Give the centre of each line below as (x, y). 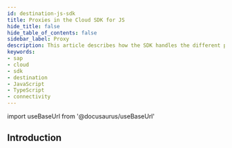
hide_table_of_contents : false (52, 33)
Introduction (35, 138)
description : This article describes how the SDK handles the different (114, 45)
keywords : (21, 52)
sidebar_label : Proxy (38, 39)
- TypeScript (26, 90)
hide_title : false (33, 26)
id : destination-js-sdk (41, 13)
